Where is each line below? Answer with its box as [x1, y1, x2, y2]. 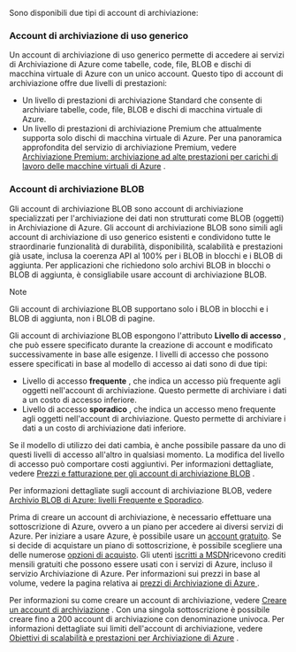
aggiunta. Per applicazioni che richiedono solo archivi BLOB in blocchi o [9, 260, 271, 270]
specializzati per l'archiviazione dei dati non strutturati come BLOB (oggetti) [9, 213, 285, 223]
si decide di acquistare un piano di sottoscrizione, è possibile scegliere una [9, 539, 283, 550]
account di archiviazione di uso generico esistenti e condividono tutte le [9, 231, 271, 242]
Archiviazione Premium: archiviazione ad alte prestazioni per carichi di [21, 151, 278, 162]
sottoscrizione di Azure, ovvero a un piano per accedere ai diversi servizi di [9, 521, 284, 532]
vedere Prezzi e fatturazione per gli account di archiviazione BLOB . [9, 468, 255, 478]
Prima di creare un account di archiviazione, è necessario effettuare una [9, 511, 272, 522]
